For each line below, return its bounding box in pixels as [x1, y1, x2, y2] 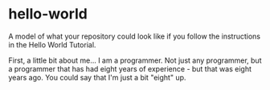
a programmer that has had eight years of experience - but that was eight [8, 63, 252, 73]
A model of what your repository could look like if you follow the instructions [8, 31, 261, 41]
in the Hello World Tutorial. [8, 39, 96, 49]
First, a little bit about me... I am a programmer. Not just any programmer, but [8, 55, 262, 65]
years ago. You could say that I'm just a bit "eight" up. [8, 72, 186, 82]
